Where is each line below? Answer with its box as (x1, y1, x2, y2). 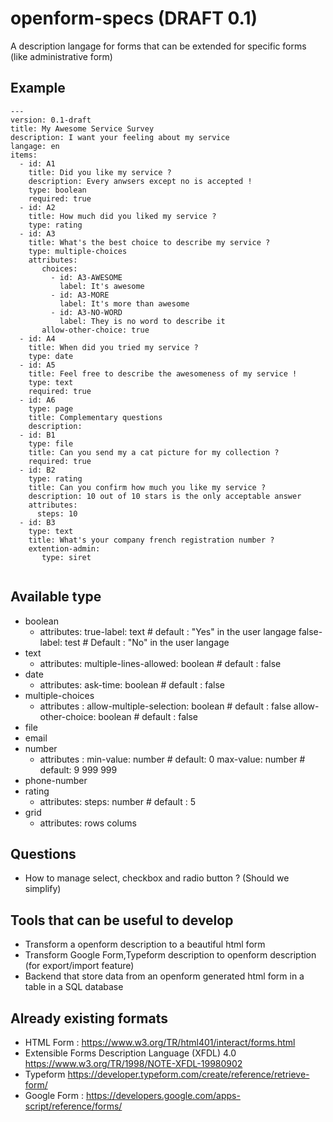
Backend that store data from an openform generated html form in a (24, 970, 305, 982)
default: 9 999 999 (39, 763, 118, 776)
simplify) (24, 883, 62, 895)
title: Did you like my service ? (28, 167, 172, 177)
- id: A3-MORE (50, 290, 110, 300)
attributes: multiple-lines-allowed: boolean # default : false (39, 657, 282, 669)
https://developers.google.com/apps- (85, 1090, 241, 1101)
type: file (28, 438, 74, 449)
